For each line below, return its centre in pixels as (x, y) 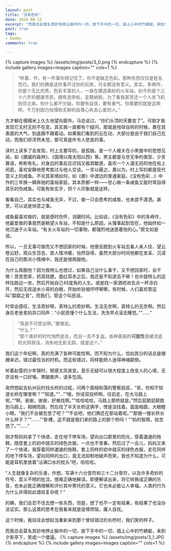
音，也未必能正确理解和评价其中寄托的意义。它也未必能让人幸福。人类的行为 (85, 485)
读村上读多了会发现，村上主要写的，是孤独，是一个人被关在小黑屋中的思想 (83, 150)
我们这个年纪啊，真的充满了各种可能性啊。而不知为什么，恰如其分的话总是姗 (85, 353)
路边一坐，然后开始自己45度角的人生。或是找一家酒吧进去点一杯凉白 (86, 282)
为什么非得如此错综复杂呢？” (35, 492)
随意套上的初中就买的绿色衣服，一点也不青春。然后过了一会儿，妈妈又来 (90, 443)
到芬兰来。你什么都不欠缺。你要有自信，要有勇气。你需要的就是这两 (89, 103)
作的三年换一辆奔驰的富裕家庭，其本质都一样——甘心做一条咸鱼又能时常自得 (85, 182)
